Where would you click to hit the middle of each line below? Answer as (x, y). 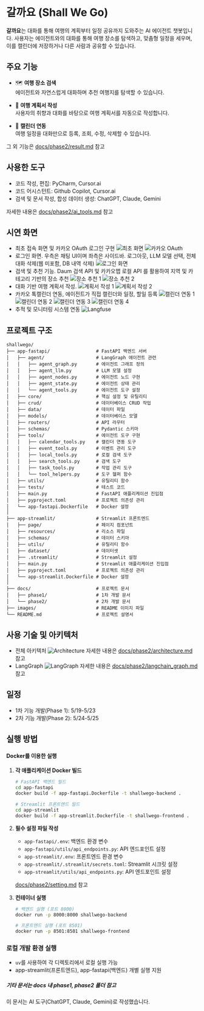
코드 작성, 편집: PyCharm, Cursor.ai (58, 183)
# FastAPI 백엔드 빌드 (41, 782)
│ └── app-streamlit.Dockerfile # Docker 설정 (68, 577)
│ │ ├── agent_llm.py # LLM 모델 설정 (69, 371)
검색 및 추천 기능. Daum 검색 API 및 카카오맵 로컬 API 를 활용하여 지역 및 (101, 271)
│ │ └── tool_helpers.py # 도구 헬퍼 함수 (69, 474)
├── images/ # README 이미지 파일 (75, 608)
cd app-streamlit (37, 810)
